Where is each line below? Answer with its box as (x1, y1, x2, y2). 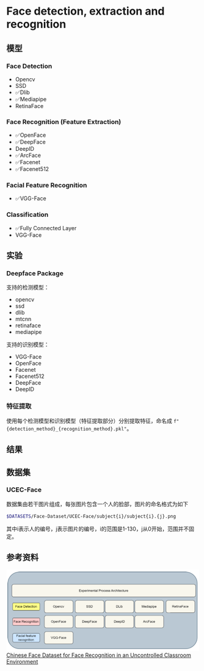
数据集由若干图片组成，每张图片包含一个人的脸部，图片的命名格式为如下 (6, 500, 188, 507)
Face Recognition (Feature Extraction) (6, 117, 122, 126)
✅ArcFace (15, 151, 42, 159)
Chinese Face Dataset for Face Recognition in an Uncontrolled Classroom (6, 651, 191, 659)
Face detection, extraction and (6, 4, 165, 18)
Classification (6, 211, 49, 219)
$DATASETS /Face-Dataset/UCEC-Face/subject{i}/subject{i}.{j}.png (6, 513, 176, 520)
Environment (6, 658, 38, 665)
